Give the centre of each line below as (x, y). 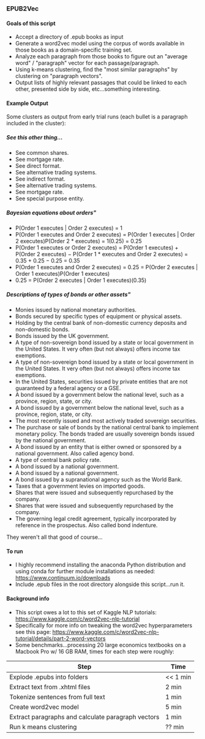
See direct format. (38, 166)
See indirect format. (40, 179)
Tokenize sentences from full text (57, 697)
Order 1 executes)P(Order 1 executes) (62, 274)
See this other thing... (35, 137)
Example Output (28, 103)
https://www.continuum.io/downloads (63, 578)
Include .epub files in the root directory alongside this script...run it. (100, 584)
